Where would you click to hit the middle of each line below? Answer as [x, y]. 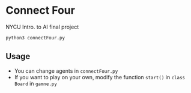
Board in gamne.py [36, 83]
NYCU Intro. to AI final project [42, 27]
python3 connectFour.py [35, 38]
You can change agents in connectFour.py [66, 71]
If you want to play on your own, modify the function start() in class [100, 77]
